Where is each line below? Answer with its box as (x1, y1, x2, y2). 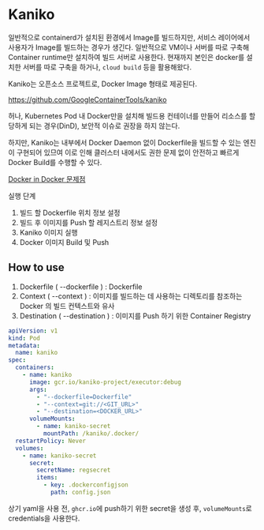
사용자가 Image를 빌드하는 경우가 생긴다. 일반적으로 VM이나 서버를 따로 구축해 (8, 42, 250, 52)
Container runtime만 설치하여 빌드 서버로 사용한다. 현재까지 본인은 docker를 (8, 52, 245, 62)
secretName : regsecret (36, 466, 111, 475)
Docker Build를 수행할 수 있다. (8, 157, 102, 167)
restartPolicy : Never (15, 437, 87, 445)
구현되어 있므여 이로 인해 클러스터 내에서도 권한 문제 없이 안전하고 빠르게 (16, 148, 240, 157)
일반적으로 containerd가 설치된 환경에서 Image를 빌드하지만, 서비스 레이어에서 (8, 32, 251, 42)
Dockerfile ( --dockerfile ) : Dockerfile (19, 282, 143, 291)
